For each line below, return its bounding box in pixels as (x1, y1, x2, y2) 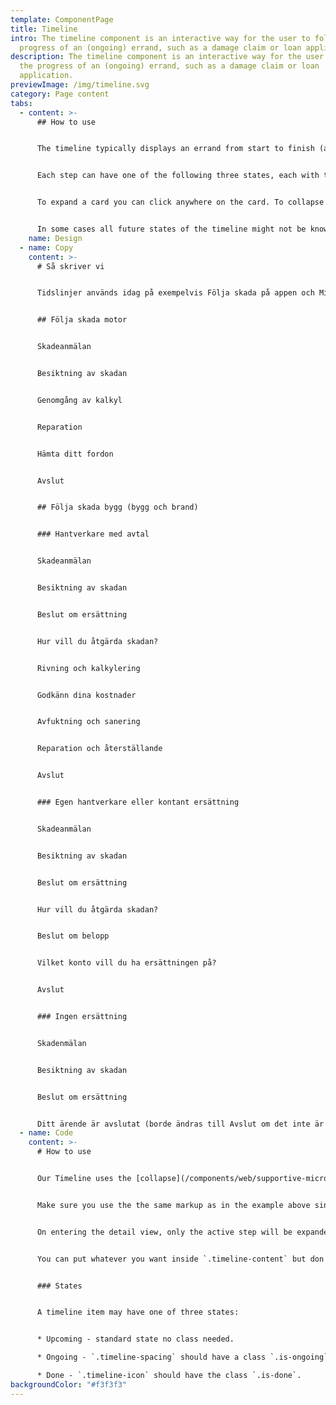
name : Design (28, 233, 83, 243)
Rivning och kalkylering (36, 663, 141, 673)
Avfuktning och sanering (36, 717, 141, 727)
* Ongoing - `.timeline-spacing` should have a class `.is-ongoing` (36, 1352, 329, 1363)
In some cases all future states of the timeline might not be (36, 224, 307, 234)
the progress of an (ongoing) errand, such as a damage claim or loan (19, 61, 320, 71)
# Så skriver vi (36, 261, 105, 271)
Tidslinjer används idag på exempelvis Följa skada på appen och (36, 288, 315, 298)
